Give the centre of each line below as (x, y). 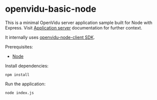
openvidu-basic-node (51, 9)
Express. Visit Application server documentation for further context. (74, 27)
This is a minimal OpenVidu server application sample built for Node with (79, 23)
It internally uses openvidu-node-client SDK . (50, 37)
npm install (17, 75)
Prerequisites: (19, 47)
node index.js (20, 93)
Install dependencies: (27, 66)
